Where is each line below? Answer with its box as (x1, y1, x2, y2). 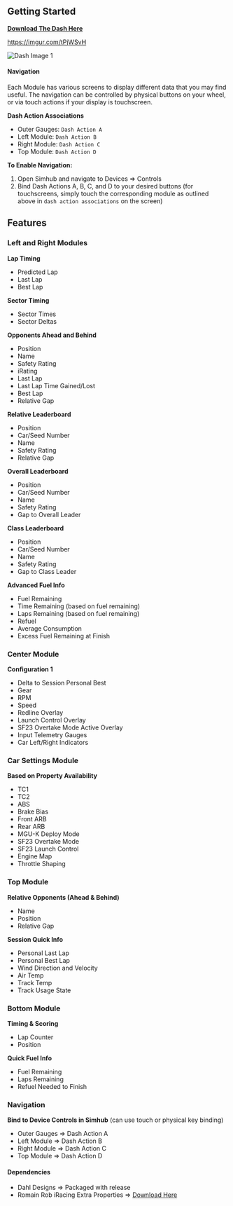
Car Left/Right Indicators (17, 739, 89, 746)
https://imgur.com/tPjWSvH (7, 38, 87, 46)
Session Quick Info (7, 935, 64, 943)
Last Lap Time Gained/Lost (17, 381, 96, 390)
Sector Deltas (17, 317, 57, 325)
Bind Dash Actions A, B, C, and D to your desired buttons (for (17, 182, 194, 191)
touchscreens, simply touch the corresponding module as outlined (17, 189, 209, 198)
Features (7, 217, 47, 229)
